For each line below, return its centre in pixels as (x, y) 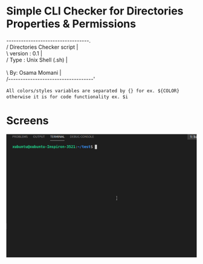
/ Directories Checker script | (42, 47)
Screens (27, 121)
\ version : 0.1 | (24, 53)
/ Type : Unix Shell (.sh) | (37, 60)
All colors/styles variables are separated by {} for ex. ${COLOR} (93, 91)
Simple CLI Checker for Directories (95, 11)
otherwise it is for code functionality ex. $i (67, 97)
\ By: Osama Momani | (34, 72)
